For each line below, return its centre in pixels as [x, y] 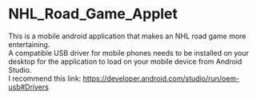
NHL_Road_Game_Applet [93, 14]
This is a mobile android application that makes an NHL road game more [127, 36]
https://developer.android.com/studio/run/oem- [161, 78]
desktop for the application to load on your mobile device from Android [125, 61]
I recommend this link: [45, 78]
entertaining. [29, 44]
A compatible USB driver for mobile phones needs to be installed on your [129, 53]
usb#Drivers [29, 87]
